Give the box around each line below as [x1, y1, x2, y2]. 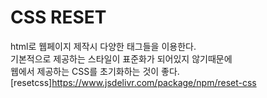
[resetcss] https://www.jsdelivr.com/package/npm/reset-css [10, 76, 257, 88]
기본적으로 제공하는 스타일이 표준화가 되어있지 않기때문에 [10, 52, 233, 65]
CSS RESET [10, 6, 107, 29]
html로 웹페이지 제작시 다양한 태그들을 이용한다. [10, 40, 197, 52]
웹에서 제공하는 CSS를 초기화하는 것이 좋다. [10, 65, 180, 77]
